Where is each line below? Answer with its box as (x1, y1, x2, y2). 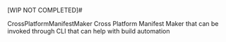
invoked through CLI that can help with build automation (7, 27, 171, 35)
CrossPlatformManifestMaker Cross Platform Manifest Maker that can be (7, 20, 219, 27)
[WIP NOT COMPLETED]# (7, 6, 83, 14)
